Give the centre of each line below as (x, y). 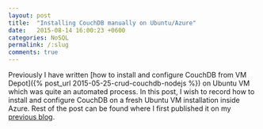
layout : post (30, 15)
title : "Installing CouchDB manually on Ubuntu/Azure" (102, 23)
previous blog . (32, 117)
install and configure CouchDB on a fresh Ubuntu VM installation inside (124, 100)
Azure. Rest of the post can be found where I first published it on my (120, 108)
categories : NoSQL (38, 38)
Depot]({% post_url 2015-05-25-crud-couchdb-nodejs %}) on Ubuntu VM (129, 83)
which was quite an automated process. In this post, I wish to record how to (131, 91)
